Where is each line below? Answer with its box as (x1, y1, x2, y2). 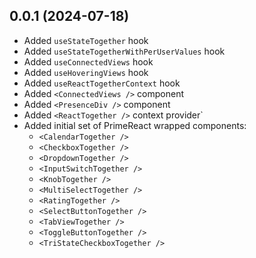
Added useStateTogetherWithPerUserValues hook (23, 45, 226, 57)
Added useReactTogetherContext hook (23, 77, 181, 89)
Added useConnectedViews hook (23, 55, 154, 68)
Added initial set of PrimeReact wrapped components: (23, 119, 247, 131)
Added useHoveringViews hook (23, 66, 149, 78)
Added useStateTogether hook (23, 34, 149, 46)
